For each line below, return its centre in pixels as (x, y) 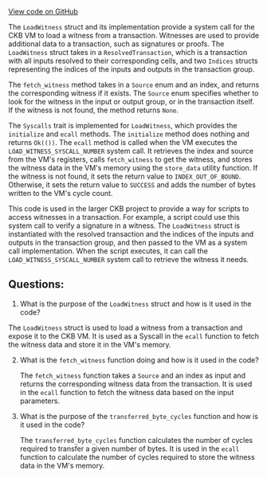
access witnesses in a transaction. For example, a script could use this (124, 217)
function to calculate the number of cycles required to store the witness (137, 456)
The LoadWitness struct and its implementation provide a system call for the (132, 27)
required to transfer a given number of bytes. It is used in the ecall (130, 449)
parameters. (40, 401)
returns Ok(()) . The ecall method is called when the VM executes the (123, 142)
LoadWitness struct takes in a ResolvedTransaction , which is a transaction (128, 52)
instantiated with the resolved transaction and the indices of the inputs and (131, 234)
